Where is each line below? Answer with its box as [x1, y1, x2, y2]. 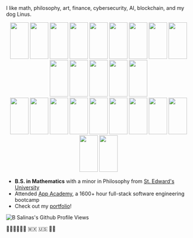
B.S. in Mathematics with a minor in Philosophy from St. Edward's [14, 178, 175, 185]
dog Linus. [6, 11, 32, 18]
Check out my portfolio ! [14, 203, 72, 209]
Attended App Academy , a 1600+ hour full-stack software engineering [14, 190, 185, 197]
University [14, 184, 40, 191]
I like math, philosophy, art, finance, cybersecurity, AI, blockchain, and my [6, 5, 185, 11]
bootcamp [14, 196, 40, 203]
